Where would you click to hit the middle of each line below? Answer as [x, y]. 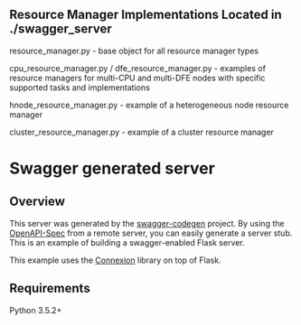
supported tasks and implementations [80, 87]
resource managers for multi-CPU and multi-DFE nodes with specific [137, 78]
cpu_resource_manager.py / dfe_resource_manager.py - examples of [138, 68]
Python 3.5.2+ [36, 310]
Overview [38, 202]
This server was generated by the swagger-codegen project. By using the [147, 223]
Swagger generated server [112, 168]
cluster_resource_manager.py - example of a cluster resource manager [141, 132]
